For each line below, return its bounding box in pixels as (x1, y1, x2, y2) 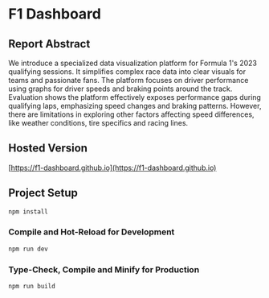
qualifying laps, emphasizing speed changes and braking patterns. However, (8, 101, 262, 110)
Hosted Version (8, 142, 88, 155)
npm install (8, 207, 48, 216)
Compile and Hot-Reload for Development (8, 226, 175, 238)
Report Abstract (8, 37, 91, 51)
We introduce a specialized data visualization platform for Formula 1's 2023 (8, 58, 257, 68)
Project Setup (8, 186, 79, 200)
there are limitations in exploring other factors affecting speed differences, (8, 110, 255, 119)
